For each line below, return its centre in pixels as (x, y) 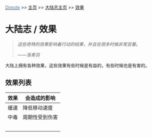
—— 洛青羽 (28, 54)
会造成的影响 (40, 98)
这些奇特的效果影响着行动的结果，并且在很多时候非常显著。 (79, 44)
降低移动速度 (38, 107)
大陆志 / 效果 (31, 29)
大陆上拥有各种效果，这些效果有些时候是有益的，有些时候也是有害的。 (77, 65)
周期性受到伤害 (40, 117)
